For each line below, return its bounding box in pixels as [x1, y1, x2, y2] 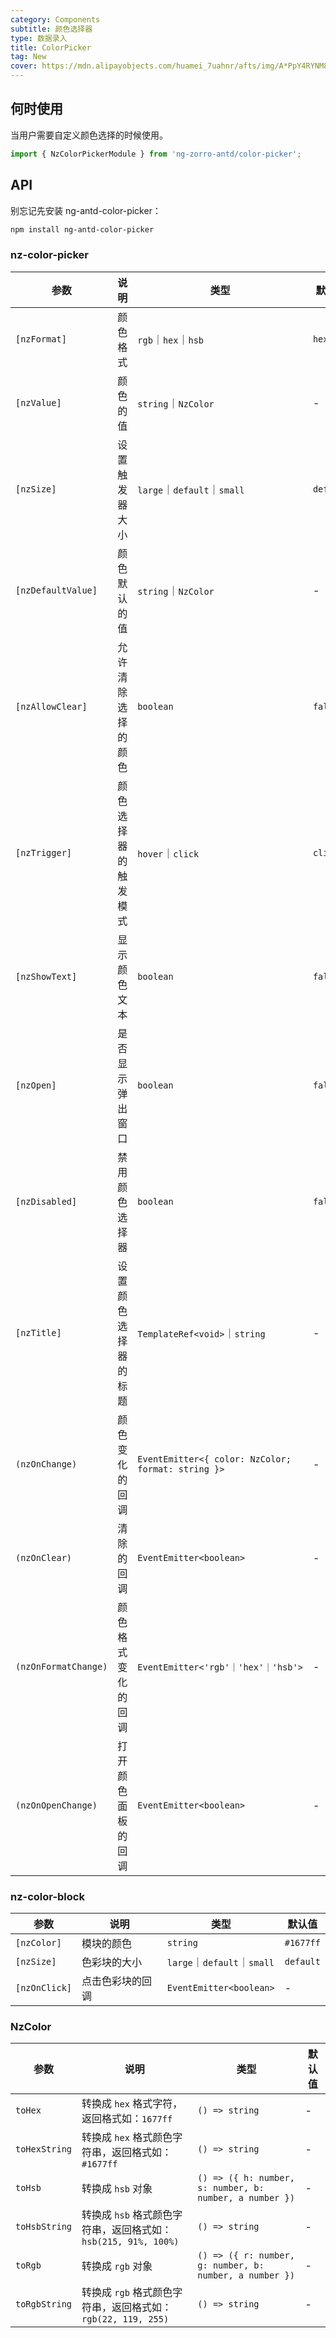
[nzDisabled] [15, 1196, 78, 1207]
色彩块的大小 [81, 1955, 143, 1969]
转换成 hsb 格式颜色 [81, 2208, 173, 2222]
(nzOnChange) [15, 1458, 78, 1470]
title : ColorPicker [10, 42, 92, 53]
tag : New [10, 52, 47, 62]
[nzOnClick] [15, 1982, 73, 1993]
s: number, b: [197, 2182, 265, 2194]
